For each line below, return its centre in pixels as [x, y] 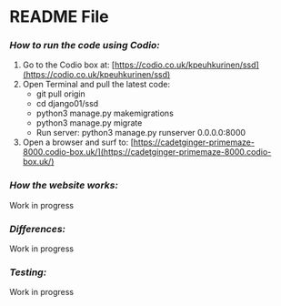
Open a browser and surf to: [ [78, 142]
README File [59, 17]
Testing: [28, 272]
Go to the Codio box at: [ [69, 65]
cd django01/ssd [67, 104]
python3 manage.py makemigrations [105, 113]
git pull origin [61, 94]
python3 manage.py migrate [89, 123]
